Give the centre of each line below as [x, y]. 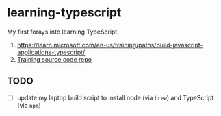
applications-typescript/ [51, 52]
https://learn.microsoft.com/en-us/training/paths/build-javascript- [110, 45]
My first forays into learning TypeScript [62, 32]
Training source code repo [54, 59]
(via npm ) [29, 105]
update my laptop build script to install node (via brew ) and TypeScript [115, 97]
